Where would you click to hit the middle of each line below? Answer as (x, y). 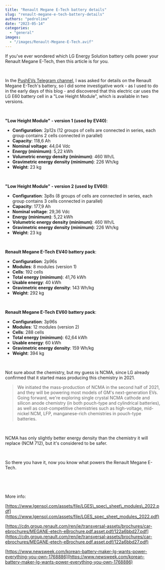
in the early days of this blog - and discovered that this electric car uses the (82, 91)
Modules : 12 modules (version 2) (46, 327)
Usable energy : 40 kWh (37, 282)
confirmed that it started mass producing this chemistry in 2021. (70, 378)
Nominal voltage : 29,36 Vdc (41, 211)
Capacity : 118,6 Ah (31, 141)
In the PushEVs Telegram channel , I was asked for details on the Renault (78, 80)
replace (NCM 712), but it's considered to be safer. (56, 443)
